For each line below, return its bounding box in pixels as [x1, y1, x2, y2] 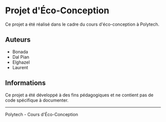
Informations [5, 79, 46, 87]
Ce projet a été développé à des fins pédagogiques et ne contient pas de [5, 92, 154, 98]
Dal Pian [12, 54, 30, 60]
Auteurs [5, 36, 31, 44]
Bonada [12, 48, 28, 54]
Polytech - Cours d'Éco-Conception [5, 111, 78, 117]
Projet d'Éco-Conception [5, 5, 110, 16]
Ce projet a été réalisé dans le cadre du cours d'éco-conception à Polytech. [5, 21, 160, 27]
